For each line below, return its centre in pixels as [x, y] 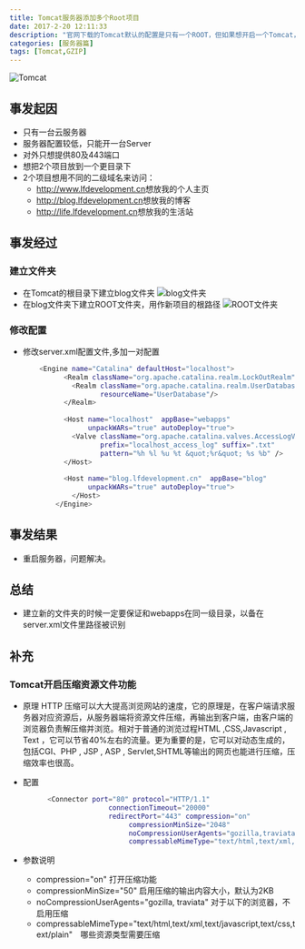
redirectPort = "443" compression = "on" [180, 816]
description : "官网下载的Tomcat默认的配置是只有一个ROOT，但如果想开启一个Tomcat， [155, 35]
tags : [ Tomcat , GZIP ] [49, 52]
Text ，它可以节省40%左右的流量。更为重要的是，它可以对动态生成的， [156, 740]
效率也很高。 [54, 763]
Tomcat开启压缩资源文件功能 [73, 684]
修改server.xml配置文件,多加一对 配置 [91, 351]
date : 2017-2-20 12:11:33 [58, 26]
